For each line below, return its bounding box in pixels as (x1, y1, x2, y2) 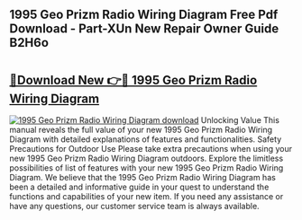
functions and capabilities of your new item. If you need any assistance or (9, 191, 284, 201)
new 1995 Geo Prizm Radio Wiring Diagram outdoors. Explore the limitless (9, 153, 284, 163)
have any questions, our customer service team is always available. (9, 201, 260, 211)
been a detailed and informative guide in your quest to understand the (9, 181, 270, 192)
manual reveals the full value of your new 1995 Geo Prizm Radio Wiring (9, 125, 273, 135)
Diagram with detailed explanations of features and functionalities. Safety (9, 134, 282, 145)
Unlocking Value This (200, 115, 279, 125)
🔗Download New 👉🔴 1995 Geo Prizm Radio (9, 72, 258, 88)
